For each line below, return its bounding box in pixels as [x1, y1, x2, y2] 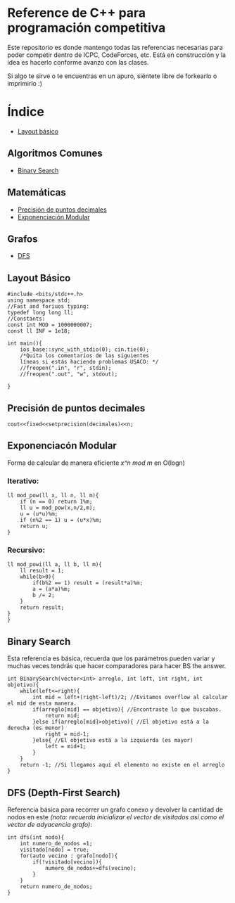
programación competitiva [7, 20, 166, 36]
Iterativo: [7, 476, 39, 486]
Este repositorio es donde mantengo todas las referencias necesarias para [7, 43, 223, 51]
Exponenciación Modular [17, 212, 90, 221]
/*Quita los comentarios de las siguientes [20, 352, 150, 359]
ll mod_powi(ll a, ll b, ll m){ [7, 561, 102, 568]
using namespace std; [7, 297, 71, 304]
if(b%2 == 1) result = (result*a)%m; [32, 579, 143, 587]
